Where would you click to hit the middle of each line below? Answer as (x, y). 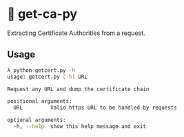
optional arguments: (37, 120)
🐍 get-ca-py (42, 14)
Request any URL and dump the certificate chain (78, 89)
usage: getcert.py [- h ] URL (48, 77)
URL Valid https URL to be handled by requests (95, 108)
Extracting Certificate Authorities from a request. (76, 33)
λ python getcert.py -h (41, 70)
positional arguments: (40, 101)
